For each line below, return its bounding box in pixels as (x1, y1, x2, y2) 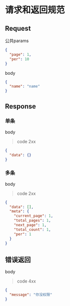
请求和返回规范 (5, 4, 65, 16)
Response (5, 102, 36, 110)
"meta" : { (9, 209, 29, 214)
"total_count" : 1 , (14, 227, 51, 232)
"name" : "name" (9, 84, 40, 89)
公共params (5, 38, 29, 44)
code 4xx (17, 278, 36, 284)
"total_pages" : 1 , (14, 218, 51, 223)
